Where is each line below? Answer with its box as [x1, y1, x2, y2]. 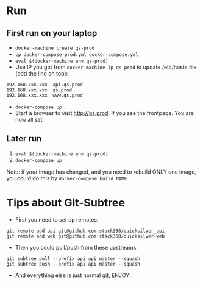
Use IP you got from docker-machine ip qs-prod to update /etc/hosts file [15, 63, 197, 71]
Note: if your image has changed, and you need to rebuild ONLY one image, [6, 168, 197, 175]
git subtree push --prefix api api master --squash [6, 261, 140, 267]
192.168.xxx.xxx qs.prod [6, 87, 72, 93]
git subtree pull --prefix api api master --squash [6, 255, 140, 262]
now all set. [15, 116, 45, 123]
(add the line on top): [15, 70, 68, 77]
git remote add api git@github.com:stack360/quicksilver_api [6, 228, 165, 234]
